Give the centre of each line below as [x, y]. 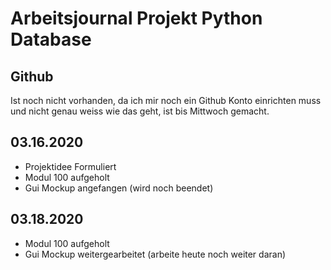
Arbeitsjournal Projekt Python [136, 18]
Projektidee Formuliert [70, 166]
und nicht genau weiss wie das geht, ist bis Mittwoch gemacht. [140, 111]
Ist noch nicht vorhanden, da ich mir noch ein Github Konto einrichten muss [166, 100]
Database [51, 39]
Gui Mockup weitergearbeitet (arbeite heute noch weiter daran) [155, 254]
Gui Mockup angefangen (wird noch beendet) [119, 188]
